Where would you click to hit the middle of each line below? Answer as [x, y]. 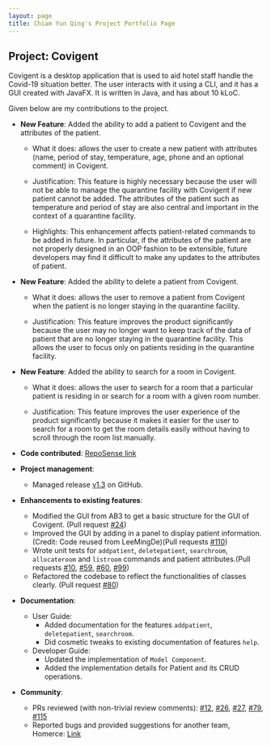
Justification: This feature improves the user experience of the [136, 412]
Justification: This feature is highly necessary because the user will [144, 181]
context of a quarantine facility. [84, 216]
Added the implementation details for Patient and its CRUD [142, 668]
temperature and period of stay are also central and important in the [145, 207]
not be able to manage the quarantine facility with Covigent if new [142, 190]
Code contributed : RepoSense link [78, 454]
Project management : [57, 469]
